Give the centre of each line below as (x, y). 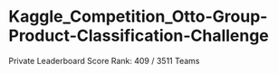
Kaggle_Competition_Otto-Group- (138, 17)
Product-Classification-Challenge (139, 36)
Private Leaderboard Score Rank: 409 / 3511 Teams (104, 60)
